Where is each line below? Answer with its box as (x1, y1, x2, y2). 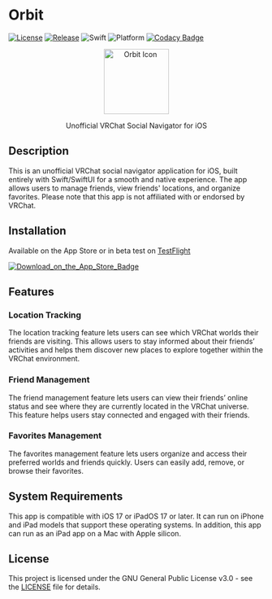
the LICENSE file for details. (8, 582, 101, 592)
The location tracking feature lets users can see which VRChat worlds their (8, 328, 259, 338)
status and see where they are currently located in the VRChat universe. (8, 401, 249, 411)
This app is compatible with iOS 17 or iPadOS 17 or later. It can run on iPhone (8, 511, 265, 521)
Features (8, 285, 54, 299)
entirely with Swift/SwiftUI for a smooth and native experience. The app (8, 174, 248, 184)
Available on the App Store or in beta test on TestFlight (8, 246, 191, 256)
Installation (8, 224, 67, 238)
